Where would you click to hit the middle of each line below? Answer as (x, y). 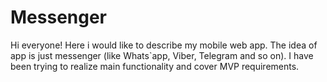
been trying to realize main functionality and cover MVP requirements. (155, 66)
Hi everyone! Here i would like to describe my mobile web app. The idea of (164, 45)
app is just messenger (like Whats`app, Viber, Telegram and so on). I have (162, 55)
